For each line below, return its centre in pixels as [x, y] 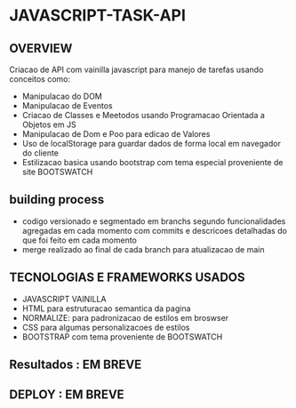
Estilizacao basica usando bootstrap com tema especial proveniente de [152, 162]
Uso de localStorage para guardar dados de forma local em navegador [152, 144]
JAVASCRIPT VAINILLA [64, 299]
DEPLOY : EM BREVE [67, 395]
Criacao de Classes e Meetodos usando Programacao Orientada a [143, 115]
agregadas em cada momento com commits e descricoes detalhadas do [154, 230]
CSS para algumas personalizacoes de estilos [106, 327]
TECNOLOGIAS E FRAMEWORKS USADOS [127, 278]
